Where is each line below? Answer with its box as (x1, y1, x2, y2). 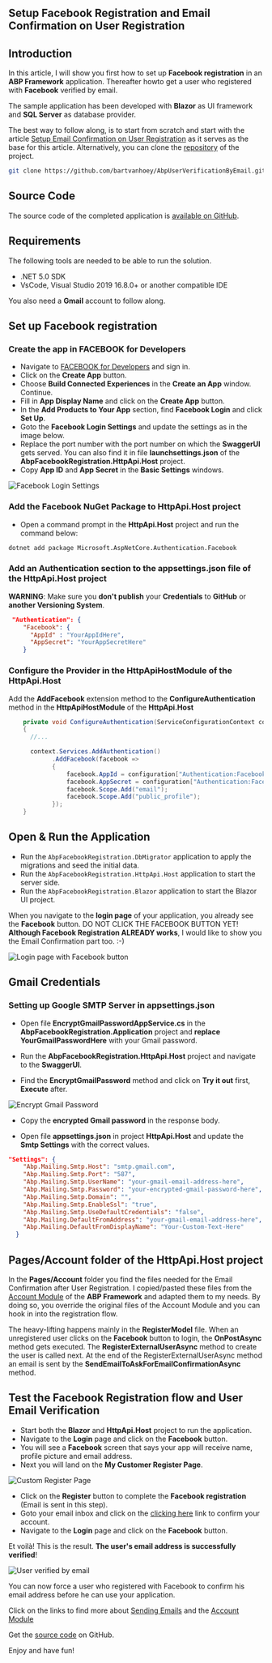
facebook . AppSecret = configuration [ (66, 778, 194, 786)
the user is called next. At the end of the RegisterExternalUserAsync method (8, 1350, 263, 1360)
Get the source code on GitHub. (8, 1630, 115, 1640)
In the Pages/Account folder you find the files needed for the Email (8, 1274, 233, 1284)
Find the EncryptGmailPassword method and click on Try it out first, (19, 1075, 251, 1085)
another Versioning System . (8, 599, 105, 610)
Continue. (19, 388, 53, 398)
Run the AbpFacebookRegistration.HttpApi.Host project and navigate (19, 1051, 257, 1060)
